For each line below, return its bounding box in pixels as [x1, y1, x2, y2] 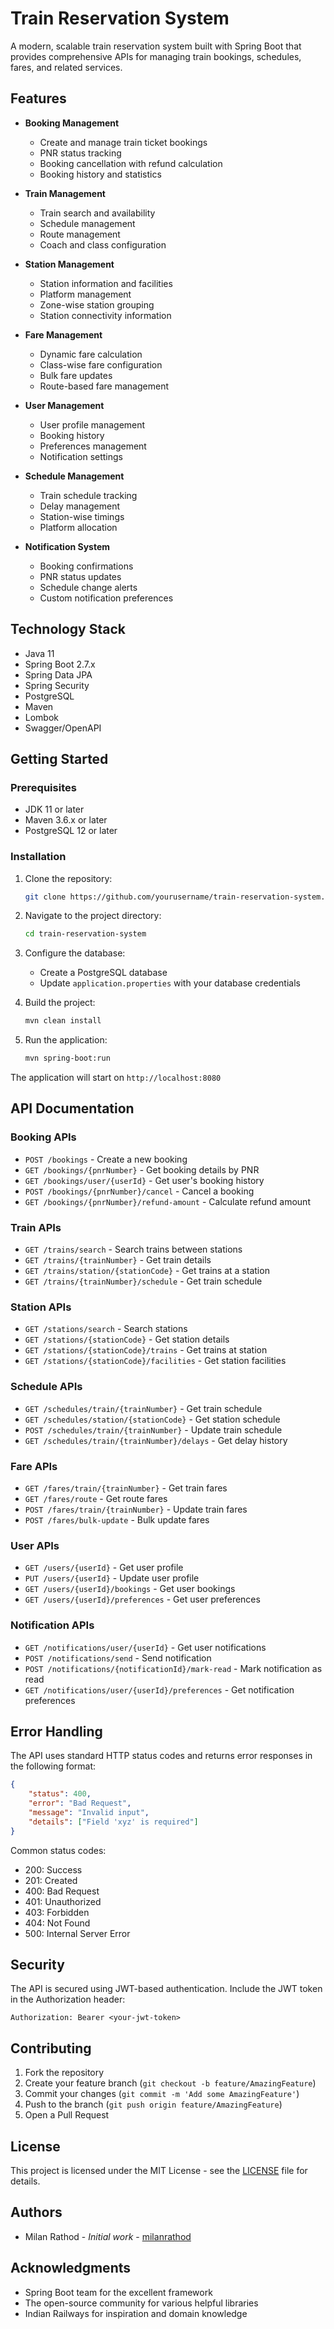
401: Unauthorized [24, 1895, 102, 1907]
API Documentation [10, 1100, 135, 1117]
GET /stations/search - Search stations [24, 1323, 188, 1335]
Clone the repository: [24, 872, 113, 884]
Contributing [10, 2040, 92, 2057]
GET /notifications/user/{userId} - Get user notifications [24, 1641, 267, 1653]
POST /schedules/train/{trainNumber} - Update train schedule [24, 1423, 283, 1436]
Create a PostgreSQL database [39, 967, 168, 979]
